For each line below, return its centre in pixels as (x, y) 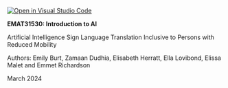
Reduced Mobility (32, 44)
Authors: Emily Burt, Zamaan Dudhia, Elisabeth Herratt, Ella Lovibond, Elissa (114, 58)
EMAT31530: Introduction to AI (52, 24)
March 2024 (25, 78)
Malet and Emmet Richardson (49, 65)
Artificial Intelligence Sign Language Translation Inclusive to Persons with (111, 37)
